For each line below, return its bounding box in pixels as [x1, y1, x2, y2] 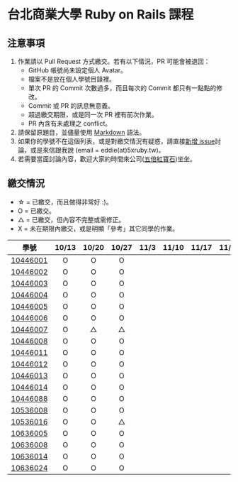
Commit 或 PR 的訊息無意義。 [28, 102, 115, 110]
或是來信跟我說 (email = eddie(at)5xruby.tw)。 [30, 146, 165, 154]
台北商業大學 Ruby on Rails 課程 [7, 6, 194, 23]
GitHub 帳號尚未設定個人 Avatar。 [28, 66, 127, 75]
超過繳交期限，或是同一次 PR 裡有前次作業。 [28, 111, 158, 119]
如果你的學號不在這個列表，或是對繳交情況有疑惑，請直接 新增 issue [17, 137, 215, 146]
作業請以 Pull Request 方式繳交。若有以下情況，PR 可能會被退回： [17, 57, 210, 65]
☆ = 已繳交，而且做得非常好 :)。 [17, 197, 113, 206]
